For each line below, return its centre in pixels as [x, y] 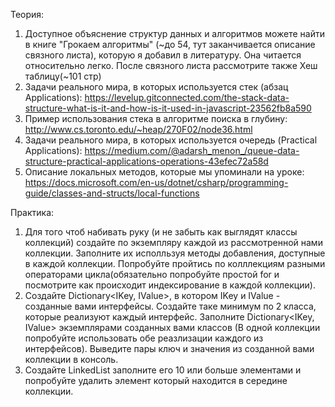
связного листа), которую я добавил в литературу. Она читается [163, 55]
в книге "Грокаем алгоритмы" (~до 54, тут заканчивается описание [170, 44]
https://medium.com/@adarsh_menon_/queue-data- [192, 150]
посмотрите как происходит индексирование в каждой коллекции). [170, 285]
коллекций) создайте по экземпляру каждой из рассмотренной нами [173, 242]
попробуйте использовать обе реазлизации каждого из [144, 338]
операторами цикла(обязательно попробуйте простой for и [152, 274]
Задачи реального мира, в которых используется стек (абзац [156, 87]
